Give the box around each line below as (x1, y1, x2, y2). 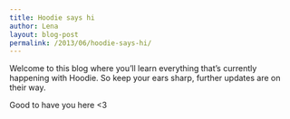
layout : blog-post (9, 30, 79, 39)
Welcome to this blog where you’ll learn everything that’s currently (9, 63, 257, 74)
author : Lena (9, 22, 59, 31)
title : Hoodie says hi (9, 13, 95, 23)
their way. (9, 82, 47, 93)
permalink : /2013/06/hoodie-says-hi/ (9, 38, 152, 48)
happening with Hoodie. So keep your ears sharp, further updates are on (9, 73, 281, 84)
